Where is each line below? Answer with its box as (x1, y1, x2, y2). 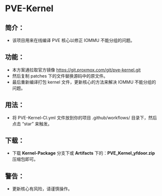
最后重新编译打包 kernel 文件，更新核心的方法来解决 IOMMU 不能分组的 (12, 79, 156, 85)
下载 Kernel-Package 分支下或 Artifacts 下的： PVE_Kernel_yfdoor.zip (12, 150, 155, 156)
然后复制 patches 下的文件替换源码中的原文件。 (12, 73, 108, 78)
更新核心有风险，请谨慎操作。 (12, 186, 72, 192)
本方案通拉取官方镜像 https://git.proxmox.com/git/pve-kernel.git (12, 67, 141, 73)
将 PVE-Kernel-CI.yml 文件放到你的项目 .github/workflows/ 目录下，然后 (12, 115, 157, 120)
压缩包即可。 (12, 157, 38, 162)
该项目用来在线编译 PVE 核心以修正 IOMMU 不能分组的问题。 (12, 38, 135, 43)
